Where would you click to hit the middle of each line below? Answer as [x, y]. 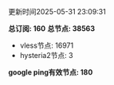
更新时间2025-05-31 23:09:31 [57, 12]
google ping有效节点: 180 [51, 72]
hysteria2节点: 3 [46, 55]
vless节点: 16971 [47, 45]
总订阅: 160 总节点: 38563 [52, 29]
